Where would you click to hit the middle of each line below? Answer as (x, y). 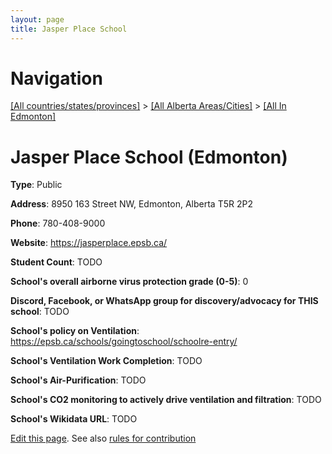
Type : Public (36, 185)
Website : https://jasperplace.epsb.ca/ (89, 243)
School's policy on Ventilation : (75, 331)
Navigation (56, 78)
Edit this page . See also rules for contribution (103, 438)
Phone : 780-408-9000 (58, 223)
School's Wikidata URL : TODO (74, 419)
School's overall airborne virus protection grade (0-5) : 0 (129, 282)
